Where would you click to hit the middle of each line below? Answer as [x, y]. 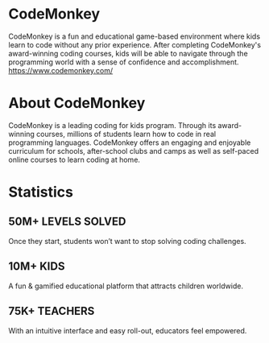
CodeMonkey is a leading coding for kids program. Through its [112, 125]
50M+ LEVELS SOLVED [67, 222]
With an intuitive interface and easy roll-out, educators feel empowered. [128, 330]
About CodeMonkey [77, 103]
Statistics [41, 192]
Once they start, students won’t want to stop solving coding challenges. [128, 241]
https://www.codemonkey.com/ [61, 70]
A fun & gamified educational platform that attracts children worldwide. [126, 286]
